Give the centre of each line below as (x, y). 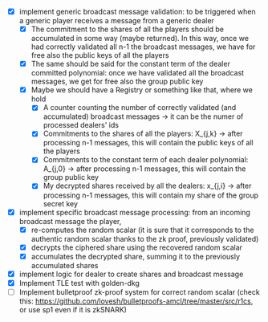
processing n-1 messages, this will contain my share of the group (150, 195)
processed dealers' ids (81, 125)
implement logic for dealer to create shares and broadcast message (131, 274)
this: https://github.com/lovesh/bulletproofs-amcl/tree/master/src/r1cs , (136, 301)
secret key (60, 203)
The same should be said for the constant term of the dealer (130, 64)
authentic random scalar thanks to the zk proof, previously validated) (145, 238)
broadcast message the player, (70, 221)
